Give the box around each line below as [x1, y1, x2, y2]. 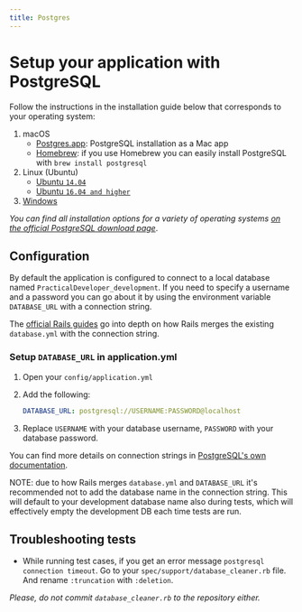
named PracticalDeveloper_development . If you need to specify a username [9, 282, 290, 293]
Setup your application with [9, 51, 221, 72]
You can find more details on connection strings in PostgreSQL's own [9, 450, 267, 460]
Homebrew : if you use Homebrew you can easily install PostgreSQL [35, 147, 287, 158]
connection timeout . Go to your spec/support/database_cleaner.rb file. [22, 565, 287, 576]
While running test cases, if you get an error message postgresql [22, 556, 265, 567]
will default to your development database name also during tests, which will [9, 496, 294, 506]
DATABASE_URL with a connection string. [9, 301, 152, 312]
